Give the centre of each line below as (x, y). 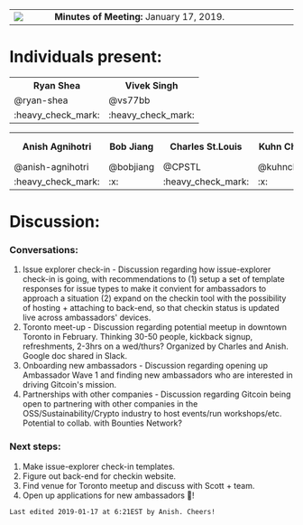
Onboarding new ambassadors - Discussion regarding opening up (145, 366)
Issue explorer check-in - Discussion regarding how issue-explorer (147, 269)
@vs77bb (129, 100)
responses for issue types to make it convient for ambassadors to (144, 289)
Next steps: (35, 446)
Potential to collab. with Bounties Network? (102, 423)
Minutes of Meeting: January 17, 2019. (139, 17)
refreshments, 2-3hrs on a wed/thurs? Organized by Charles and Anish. (155, 346)
